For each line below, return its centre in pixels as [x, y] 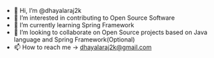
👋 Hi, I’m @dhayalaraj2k [47, 11]
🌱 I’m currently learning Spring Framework [74, 25]
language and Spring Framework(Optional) [74, 40]
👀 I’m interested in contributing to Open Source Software [94, 18]
